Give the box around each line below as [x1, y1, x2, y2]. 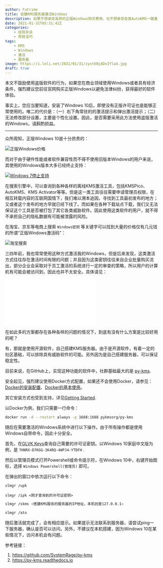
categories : [5, 25, 29, 30]
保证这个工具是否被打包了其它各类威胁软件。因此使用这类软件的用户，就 [5, 207, 149, 213]
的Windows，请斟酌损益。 [5, 121, 58, 127]
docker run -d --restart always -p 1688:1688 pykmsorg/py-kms [5, 415, 133, 420]
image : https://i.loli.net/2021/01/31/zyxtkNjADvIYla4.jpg [5, 61, 127, 66]
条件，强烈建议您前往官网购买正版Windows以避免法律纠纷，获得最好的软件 [5, 86, 156, 92]
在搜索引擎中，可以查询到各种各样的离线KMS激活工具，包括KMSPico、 [5, 183, 147, 189]
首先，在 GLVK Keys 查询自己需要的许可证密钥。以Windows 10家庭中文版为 [5, 440, 153, 446]
